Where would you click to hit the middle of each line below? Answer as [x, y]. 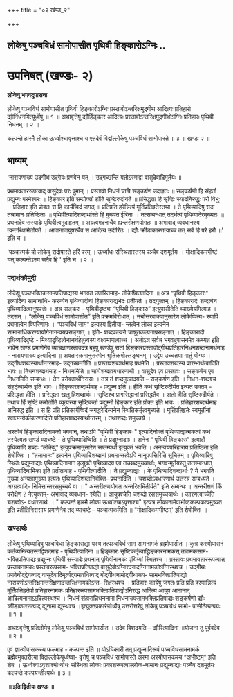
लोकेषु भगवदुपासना [27, 95]
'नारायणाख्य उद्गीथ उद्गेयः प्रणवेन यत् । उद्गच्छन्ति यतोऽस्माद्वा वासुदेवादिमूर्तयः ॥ [94, 178]
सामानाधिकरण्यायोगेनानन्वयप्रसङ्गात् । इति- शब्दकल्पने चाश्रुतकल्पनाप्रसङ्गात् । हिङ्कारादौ [106, 332]
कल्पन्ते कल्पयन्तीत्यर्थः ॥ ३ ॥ [39, 673]
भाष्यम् [17, 161]
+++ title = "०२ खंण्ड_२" [39, 10]
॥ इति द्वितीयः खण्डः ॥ [30, 687]
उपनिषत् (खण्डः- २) [50, 75]
